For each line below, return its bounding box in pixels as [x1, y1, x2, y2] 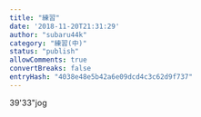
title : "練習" [9, 13, 61, 23]
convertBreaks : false [9, 64, 92, 73]
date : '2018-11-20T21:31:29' [9, 22, 120, 31]
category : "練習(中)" [9, 38, 87, 48]
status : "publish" [9, 47, 79, 56]
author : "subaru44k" [9, 30, 88, 39]
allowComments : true [9, 55, 88, 64]
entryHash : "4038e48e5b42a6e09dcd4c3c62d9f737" [9, 73, 194, 82]
